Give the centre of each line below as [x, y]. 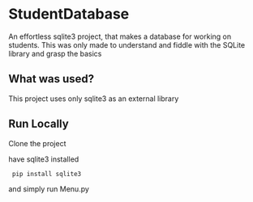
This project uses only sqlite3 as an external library [94, 99]
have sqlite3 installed [44, 159]
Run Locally [39, 124]
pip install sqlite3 [47, 174]
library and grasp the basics [55, 53]
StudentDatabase [69, 14]
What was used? [51, 79]
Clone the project [37, 143]
